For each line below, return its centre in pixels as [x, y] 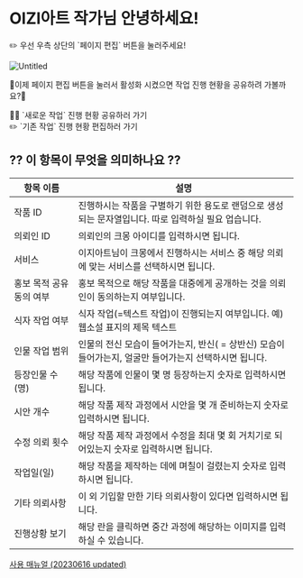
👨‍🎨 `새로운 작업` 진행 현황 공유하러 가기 [78, 115]
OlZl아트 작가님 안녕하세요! [104, 18]
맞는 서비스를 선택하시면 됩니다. [152, 266]
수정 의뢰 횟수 [41, 442]
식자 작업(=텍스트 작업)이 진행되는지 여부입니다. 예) [181, 314]
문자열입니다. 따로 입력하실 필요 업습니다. [179, 219]
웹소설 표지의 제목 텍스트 [128, 327]
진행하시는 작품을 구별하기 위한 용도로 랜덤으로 [171, 206]
